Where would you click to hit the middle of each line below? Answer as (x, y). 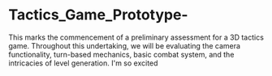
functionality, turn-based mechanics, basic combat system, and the (121, 54)
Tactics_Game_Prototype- (98, 15)
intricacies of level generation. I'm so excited (83, 63)
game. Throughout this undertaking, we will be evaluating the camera (125, 45)
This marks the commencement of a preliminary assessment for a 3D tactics (136, 37)
